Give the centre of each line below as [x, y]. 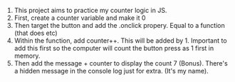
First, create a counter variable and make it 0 [80, 18]
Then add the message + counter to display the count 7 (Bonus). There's [121, 63]
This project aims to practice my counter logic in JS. [90, 10]
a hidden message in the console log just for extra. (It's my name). [111, 71]
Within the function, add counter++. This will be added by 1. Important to [120, 41]
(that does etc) [36, 33]
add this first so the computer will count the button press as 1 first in [114, 48]
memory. [27, 56]
